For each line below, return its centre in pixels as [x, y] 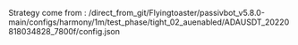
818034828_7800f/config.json [64, 31]
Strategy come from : [47, 13]
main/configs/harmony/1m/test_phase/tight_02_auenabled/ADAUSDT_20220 [149, 22]
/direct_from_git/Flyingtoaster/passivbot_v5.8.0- [177, 13]
